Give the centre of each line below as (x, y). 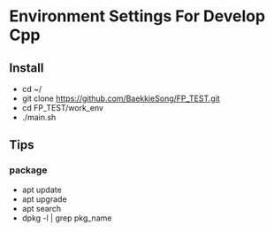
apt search (42, 208)
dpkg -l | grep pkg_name (67, 218)
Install (27, 68)
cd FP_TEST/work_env (63, 108)
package (28, 170)
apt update (42, 189)
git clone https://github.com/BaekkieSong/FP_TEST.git (121, 98)
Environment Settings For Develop (137, 16)
